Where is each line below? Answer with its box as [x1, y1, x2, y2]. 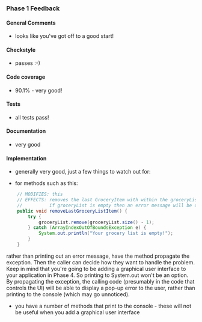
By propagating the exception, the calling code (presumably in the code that [6, 278, 195, 285]
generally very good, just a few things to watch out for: [14, 168, 151, 175]
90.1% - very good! [14, 87, 63, 94]
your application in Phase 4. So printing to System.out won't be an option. [6, 272, 189, 279]
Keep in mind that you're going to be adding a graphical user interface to [6, 265, 186, 272]
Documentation [6, 127, 46, 135]
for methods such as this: [14, 180, 78, 187]
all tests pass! [14, 114, 49, 121]
